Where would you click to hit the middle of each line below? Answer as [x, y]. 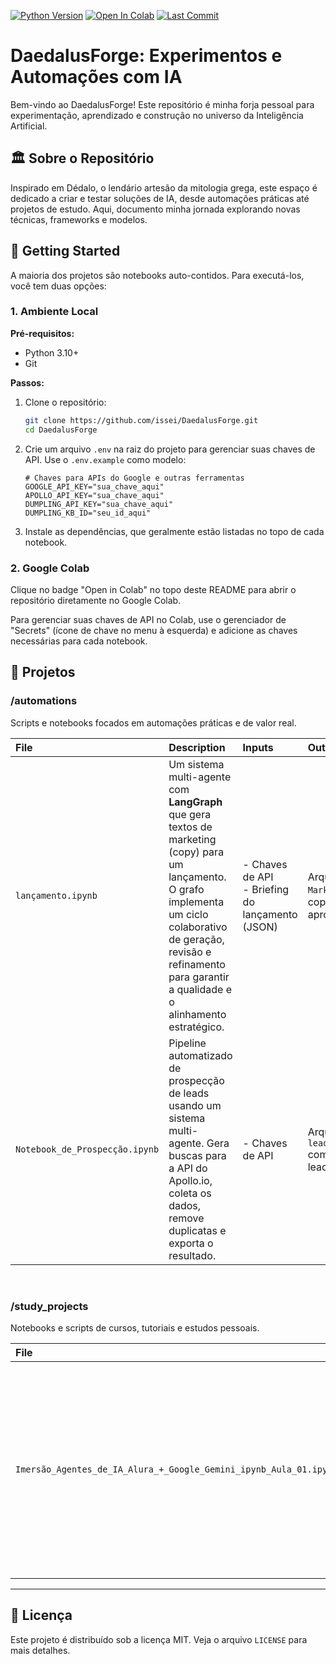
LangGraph [195, 802]
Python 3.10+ [52, 352]
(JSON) [260, 927]
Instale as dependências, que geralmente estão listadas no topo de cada [174, 531]
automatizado [200, 1055]
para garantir [199, 977]
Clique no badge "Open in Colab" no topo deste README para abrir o [153, 589]
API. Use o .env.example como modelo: [105, 459]
